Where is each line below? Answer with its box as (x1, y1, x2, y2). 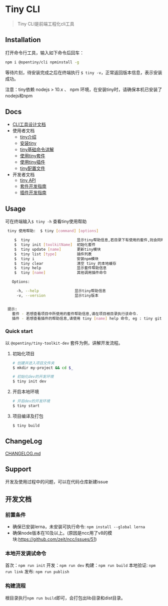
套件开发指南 (19, 183, 46, 189)
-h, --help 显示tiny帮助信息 (16, 288, 106, 293)
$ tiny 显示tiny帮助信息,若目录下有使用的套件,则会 (14, 238, 157, 243)
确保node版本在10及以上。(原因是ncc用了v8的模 (12, 530, 112, 536)
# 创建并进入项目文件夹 (12, 360, 55, 365)
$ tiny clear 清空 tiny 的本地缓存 (14, 261, 116, 266)
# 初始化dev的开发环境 (12, 374, 54, 379)
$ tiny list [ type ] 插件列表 (14, 251, 92, 257)
